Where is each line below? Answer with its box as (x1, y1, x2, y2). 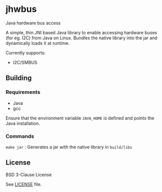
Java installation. (5, 120, 40, 126)
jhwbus (5, 3, 37, 15)
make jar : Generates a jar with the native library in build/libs (5, 144, 132, 150)
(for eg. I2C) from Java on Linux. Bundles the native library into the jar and (5, 35, 158, 41)
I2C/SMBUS (12, 59, 38, 65)
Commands (5, 133, 34, 140)
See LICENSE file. (5, 181, 42, 187)
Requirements (5, 89, 41, 96)
